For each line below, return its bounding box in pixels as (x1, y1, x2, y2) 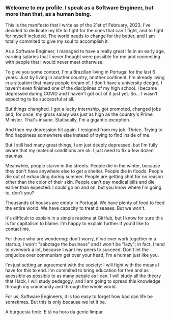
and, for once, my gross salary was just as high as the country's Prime (5, 111, 153, 117)
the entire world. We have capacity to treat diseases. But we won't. (5, 205, 146, 211)
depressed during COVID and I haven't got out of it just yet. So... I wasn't (5, 91, 158, 97)
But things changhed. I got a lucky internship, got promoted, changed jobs (5, 106, 161, 112)
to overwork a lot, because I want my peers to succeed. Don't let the (5, 247, 149, 253)
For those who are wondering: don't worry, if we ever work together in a (5, 236, 156, 242)
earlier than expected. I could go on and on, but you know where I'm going (5, 184, 162, 190)
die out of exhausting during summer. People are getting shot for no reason (5, 174, 163, 180)
